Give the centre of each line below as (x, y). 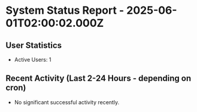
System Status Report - (65, 10)
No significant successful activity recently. (67, 102)
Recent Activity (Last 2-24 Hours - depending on (99, 78)
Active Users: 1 (33, 60)
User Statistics (34, 45)
